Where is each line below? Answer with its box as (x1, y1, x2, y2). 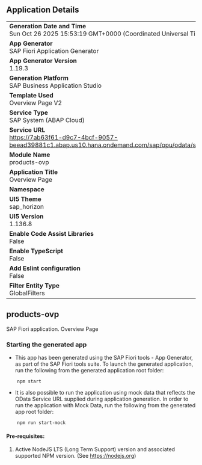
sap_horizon (9, 202, 44, 211)
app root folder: (14, 408, 54, 415)
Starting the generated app (6, 340, 87, 348)
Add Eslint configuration (9, 264, 81, 273)
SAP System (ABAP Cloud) (9, 115, 85, 124)
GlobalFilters (9, 289, 45, 297)
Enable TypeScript (9, 247, 63, 255)
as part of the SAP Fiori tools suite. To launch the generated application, (14, 360, 194, 368)
